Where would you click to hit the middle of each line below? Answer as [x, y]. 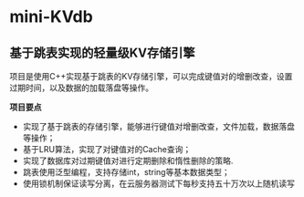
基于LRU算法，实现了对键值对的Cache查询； [107, 149]
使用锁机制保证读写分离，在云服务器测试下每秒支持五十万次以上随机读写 [158, 183]
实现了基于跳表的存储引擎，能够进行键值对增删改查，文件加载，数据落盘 [158, 126]
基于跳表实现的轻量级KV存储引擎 [102, 52]
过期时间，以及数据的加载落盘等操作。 [81, 88]
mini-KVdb [51, 17]
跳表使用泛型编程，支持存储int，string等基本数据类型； [126, 172]
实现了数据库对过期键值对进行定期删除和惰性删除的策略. [128, 161]
